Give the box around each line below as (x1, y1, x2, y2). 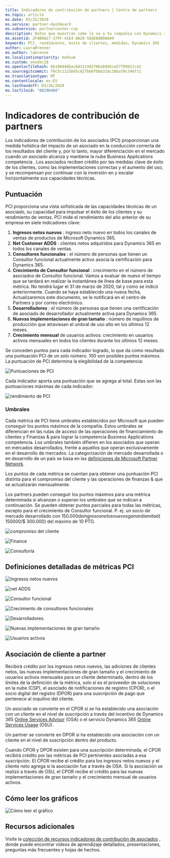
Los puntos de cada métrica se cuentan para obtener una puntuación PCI (5, 470, 158, 477)
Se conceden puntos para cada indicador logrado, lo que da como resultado (5, 347, 164, 353)
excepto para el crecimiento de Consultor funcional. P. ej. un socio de (5, 507, 150, 514)
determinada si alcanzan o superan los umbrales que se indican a (5, 496, 142, 502)
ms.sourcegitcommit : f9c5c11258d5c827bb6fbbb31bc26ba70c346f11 (5, 69, 142, 74)
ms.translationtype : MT (5, 74, 56, 79)
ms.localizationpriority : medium (5, 54, 76, 60)
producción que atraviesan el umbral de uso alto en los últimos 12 (12, 321, 150, 328)
